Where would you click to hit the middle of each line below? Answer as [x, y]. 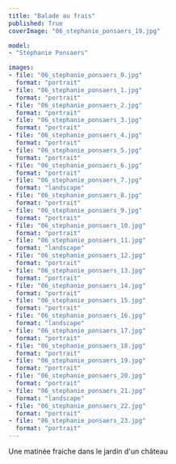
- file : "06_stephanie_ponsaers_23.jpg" [78, 421]
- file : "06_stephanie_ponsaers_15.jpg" [78, 301]
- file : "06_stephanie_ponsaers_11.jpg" [78, 240]
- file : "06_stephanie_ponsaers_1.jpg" [75, 90]
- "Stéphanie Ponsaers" [48, 53]
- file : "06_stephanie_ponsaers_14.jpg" [78, 285]
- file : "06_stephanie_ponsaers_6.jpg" [75, 165]
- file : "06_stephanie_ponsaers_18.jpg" [78, 346]
